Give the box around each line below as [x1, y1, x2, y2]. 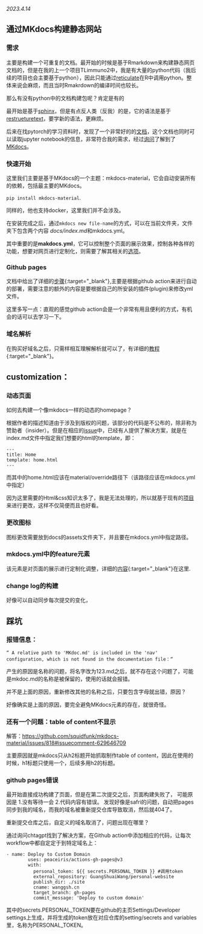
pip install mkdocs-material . [6, 194, 82, 201]
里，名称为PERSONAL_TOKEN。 [6, 921, 86, 929]
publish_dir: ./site [33, 879, 85, 886]
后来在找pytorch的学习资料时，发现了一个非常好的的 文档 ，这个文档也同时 [6, 127, 190, 135]
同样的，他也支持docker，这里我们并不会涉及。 [6, 206, 124, 214]
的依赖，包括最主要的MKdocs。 [6, 182, 85, 189]
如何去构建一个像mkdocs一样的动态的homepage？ [6, 406, 132, 414]
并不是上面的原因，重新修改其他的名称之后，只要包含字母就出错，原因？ [6, 688, 186, 695]
